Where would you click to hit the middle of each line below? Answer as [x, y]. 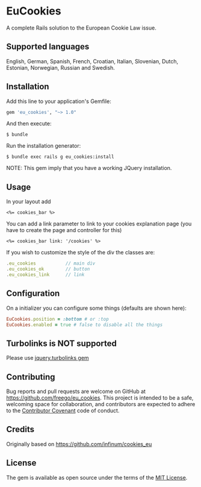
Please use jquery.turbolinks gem [48, 358]
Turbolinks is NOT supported [62, 343]
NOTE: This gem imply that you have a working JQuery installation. [89, 168]
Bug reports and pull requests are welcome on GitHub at [76, 391]
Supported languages [48, 47]
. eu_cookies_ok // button [48, 269]
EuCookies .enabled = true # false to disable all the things [85, 325]
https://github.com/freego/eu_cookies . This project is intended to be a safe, [100, 398]
